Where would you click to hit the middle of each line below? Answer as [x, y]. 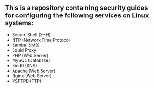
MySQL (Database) [31, 60]
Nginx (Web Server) [32, 76]
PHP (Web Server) [30, 55]
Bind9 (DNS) [24, 65]
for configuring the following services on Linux [77, 16]
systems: [19, 23]
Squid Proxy [24, 50]
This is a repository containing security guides [77, 8]
